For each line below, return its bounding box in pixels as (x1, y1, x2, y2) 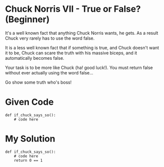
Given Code (5, 96, 54, 108)
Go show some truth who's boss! (5, 79, 72, 85)
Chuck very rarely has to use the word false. (5, 35, 95, 41)
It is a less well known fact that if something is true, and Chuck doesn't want (5, 45, 160, 50)
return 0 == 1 (14, 158, 43, 163)
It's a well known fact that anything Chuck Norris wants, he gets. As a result (5, 30, 159, 36)
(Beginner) (5, 14, 50, 25)
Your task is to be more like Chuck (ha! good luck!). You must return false (5, 65, 153, 71)
